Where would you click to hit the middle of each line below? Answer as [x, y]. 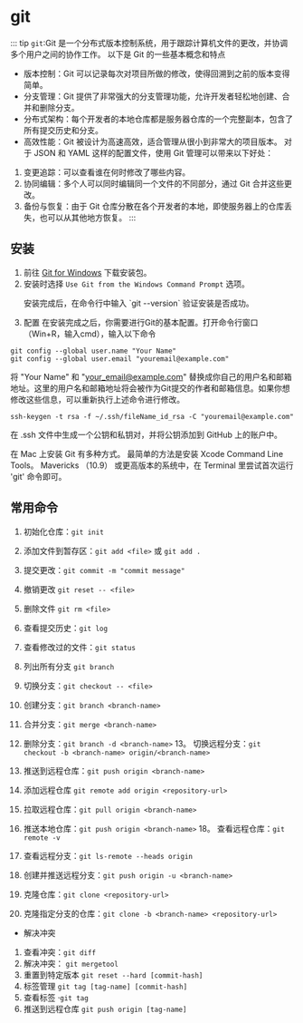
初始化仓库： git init [64, 531]
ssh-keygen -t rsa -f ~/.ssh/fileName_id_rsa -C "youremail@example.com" [152, 416]
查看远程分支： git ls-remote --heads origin [108, 855]
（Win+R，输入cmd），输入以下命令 [90, 334]
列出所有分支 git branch [69, 666]
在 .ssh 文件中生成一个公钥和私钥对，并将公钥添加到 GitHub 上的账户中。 [147, 434]
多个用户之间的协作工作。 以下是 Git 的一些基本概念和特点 [118, 54]
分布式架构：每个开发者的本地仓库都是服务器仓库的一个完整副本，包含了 [158, 119]
